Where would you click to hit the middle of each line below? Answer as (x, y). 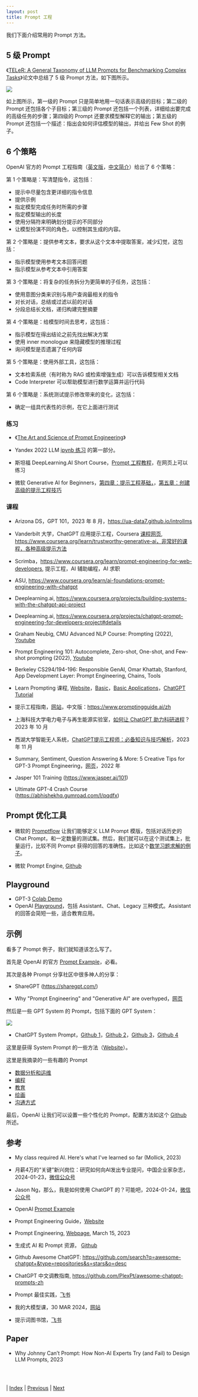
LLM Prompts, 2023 (39, 1359)
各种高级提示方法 (46, 548)
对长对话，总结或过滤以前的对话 (53, 302)
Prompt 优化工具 (36, 816)
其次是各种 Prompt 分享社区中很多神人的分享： (63, 975)
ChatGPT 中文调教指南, (43, 1275)
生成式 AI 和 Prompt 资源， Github (56, 1245)
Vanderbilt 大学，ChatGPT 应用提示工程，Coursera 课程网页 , (89, 534)
